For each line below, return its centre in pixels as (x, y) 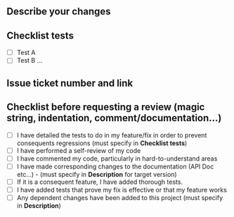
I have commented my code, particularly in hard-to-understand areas (117, 159)
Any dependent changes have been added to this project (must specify (120, 197)
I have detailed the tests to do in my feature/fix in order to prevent (112, 135)
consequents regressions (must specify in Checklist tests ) (102, 143)
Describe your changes (59, 12)
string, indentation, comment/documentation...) (114, 118)
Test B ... (30, 61)
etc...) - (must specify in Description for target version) (97, 174)
